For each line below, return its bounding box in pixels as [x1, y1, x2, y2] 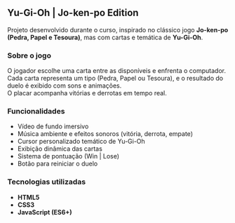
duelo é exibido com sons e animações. [7, 81, 122, 90]
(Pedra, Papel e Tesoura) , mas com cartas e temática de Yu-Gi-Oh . [7, 33, 203, 41]
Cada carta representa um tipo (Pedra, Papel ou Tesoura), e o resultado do [7, 74, 223, 83]
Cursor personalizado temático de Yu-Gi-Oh [17, 137, 145, 146]
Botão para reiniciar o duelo [17, 159, 98, 168]
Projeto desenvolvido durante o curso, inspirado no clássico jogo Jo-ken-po [7, 25, 229, 34]
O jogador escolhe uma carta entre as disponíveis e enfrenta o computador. [7, 67, 227, 75]
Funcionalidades [7, 107, 65, 116]
